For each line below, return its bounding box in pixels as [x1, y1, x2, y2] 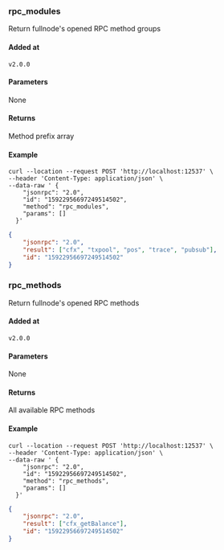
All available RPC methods [8, 405, 96, 415]
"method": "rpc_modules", [22, 203, 110, 211]
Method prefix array [8, 131, 75, 141]
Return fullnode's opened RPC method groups [8, 24, 161, 34]
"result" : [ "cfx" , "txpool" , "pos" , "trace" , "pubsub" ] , [22, 245, 218, 254]
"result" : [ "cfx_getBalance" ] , [22, 520, 128, 528]
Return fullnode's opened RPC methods [8, 298, 140, 307]
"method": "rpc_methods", [22, 477, 110, 485]
